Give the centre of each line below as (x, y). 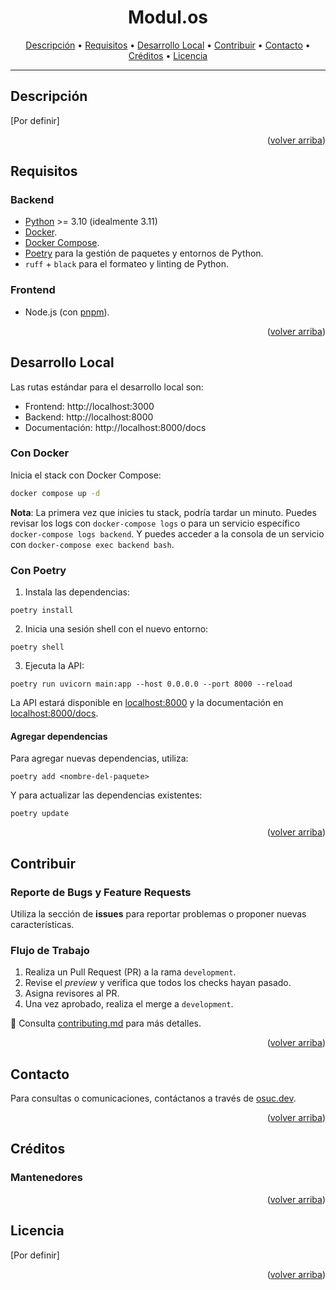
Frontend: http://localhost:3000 (89, 406)
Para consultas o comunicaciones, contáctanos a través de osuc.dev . (153, 1098)
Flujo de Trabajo (50, 950)
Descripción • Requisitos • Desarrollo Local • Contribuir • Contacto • (168, 45)
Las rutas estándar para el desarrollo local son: (107, 387)
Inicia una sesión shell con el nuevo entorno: (116, 629)
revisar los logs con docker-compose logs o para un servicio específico (155, 523)
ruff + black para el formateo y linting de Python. (127, 264)
